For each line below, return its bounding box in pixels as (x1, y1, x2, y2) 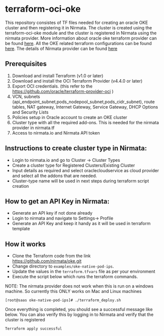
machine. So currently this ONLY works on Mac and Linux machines (5, 289, 142, 294)
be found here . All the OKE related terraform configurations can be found (5, 40, 152, 46)
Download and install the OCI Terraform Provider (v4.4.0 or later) (12, 78, 143, 84)
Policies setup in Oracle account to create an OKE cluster (12, 114, 127, 120)
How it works (5, 240, 46, 248)
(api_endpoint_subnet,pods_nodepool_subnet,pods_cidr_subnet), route (12, 99, 155, 105)
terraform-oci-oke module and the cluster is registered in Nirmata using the (5, 30, 157, 36)
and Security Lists (12, 109, 49, 115)
